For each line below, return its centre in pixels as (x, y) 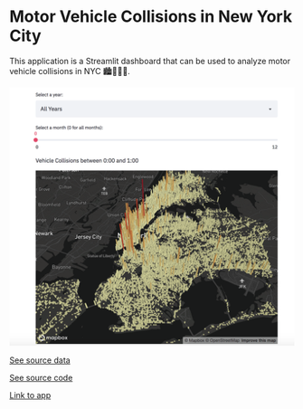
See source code (41, 377)
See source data (40, 360)
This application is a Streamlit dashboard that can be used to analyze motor (150, 61)
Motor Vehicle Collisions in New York (151, 17)
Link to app (30, 395)
